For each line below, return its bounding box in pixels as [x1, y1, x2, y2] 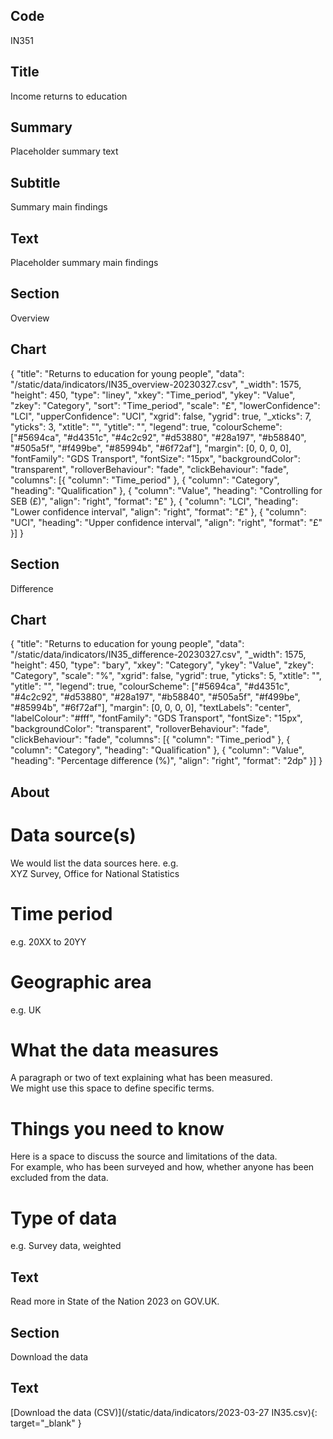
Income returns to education [10, 90, 128, 102]
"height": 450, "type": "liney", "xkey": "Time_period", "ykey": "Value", [10, 389, 296, 401]
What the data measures [10, 1039, 219, 1061]
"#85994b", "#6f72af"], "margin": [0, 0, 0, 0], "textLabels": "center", [10, 702, 292, 714]
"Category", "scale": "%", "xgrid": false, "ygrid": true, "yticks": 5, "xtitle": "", [10, 670, 322, 682]
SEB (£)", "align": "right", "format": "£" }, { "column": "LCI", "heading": [10, 495, 299, 507]
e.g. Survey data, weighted [10, 1240, 122, 1252]
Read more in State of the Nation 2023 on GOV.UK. [10, 1295, 220, 1308]
